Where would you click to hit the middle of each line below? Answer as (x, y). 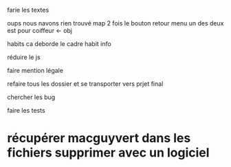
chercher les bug (31, 97)
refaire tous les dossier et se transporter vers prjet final (85, 84)
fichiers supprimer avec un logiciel (108, 153)
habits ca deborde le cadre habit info (59, 44)
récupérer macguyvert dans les (99, 138)
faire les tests (26, 110)
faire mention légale (35, 70)
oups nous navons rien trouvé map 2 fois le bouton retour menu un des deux (115, 23)
